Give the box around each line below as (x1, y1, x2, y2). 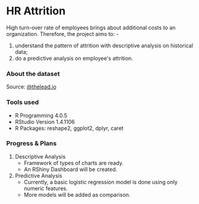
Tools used (6, 98, 39, 106)
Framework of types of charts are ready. (23, 159, 124, 166)
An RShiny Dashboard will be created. (23, 166, 117, 173)
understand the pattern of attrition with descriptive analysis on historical (14, 42, 194, 49)
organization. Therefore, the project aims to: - (6, 30, 119, 37)
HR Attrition (6, 4, 66, 18)
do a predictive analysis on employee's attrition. (14, 54, 134, 62)
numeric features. (23, 184, 68, 192)
